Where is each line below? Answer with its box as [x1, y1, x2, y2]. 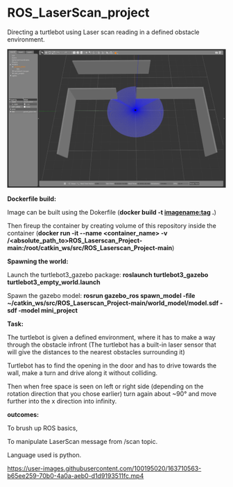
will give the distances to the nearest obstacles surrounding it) [7, 348, 185, 356]
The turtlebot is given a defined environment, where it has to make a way [7, 333, 216, 342]
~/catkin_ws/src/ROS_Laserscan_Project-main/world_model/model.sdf [7, 299, 219, 307]
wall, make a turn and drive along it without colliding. [7, 369, 158, 377]
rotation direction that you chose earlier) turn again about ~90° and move [7, 390, 217, 398]
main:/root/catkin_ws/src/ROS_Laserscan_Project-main [7, 244, 173, 252]
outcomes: [7, 411, 40, 419]
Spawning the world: [7, 257, 69, 265]
